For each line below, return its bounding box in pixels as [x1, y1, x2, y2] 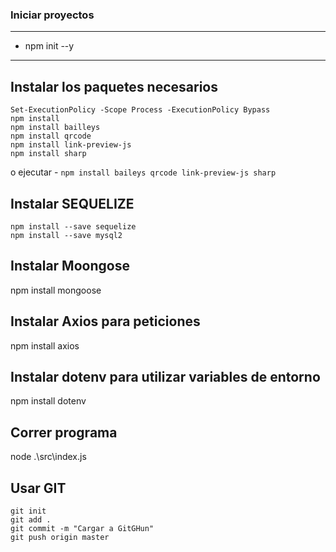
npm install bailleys [10, 123, 101, 133]
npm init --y [24, 40, 75, 52]
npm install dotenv [10, 395, 87, 407]
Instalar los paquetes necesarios [10, 78, 218, 95]
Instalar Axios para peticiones [10, 313, 201, 330]
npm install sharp [10, 149, 87, 159]
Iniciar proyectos [10, 8, 95, 22]
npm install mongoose [10, 284, 102, 296]
